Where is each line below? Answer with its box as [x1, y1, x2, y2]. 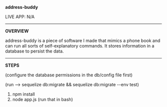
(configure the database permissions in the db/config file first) [5, 72, 133, 78]
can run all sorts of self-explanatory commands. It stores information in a [5, 43, 155, 49]
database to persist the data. [5, 48, 64, 54]
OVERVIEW [5, 28, 29, 34]
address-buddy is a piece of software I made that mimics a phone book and [5, 38, 161, 44]
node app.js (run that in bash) [12, 97, 73, 102]
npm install [12, 91, 35, 97]
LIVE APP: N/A [5, 14, 35, 19]
